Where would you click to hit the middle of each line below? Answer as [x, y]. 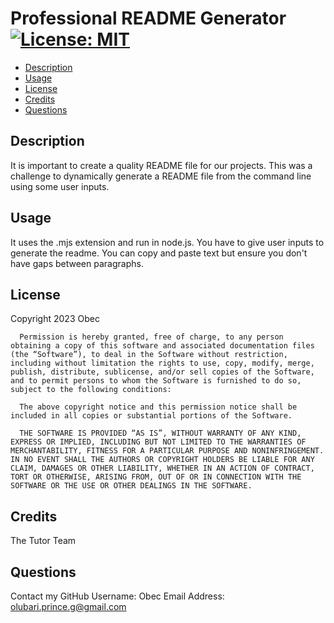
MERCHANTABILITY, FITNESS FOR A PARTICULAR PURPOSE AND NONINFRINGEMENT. [167, 451]
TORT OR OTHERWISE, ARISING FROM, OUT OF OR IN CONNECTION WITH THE [156, 477]
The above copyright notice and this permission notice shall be [158, 407]
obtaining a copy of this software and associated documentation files [162, 346]
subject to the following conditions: [91, 390]
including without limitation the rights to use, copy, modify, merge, [162, 363]
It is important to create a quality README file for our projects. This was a [161, 165]
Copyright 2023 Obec [55, 319]
